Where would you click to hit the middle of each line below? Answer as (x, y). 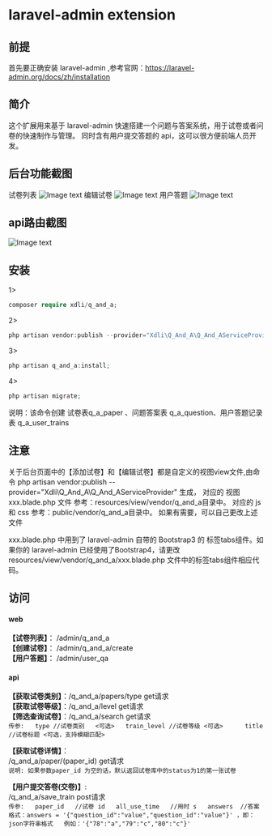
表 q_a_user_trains (39, 422)
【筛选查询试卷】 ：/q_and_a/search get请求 (80, 717)
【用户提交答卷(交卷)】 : (48, 787)
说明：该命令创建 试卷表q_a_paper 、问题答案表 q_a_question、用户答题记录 (136, 412)
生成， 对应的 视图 (210, 492)
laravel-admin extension (92, 15)
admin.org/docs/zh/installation (59, 77)
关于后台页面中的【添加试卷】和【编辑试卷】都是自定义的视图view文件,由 (131, 471)
